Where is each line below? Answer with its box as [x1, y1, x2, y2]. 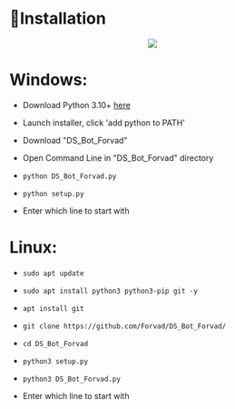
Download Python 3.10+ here [22, 99, 132, 110]
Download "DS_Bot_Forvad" [22, 135, 128, 145]
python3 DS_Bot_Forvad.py [22, 374, 121, 384]
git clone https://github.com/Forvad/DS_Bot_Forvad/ [22, 322, 227, 331]
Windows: [9, 70, 88, 90]
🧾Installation [9, 8, 106, 29]
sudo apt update [22, 268, 84, 278]
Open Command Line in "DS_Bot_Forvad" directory [22, 152, 214, 163]
